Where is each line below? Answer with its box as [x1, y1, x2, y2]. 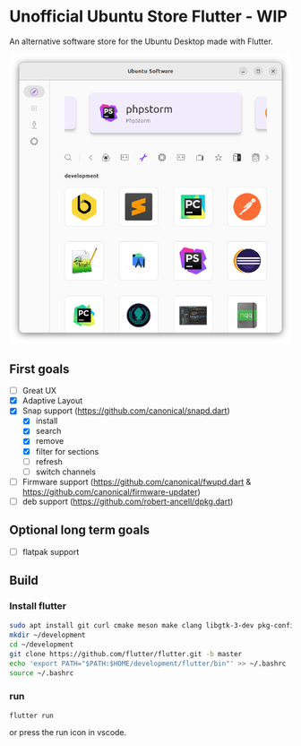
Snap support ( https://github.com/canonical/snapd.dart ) [21, 405, 230, 416]
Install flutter [9, 600, 67, 612]
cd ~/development [9, 640, 74, 649]
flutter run [9, 711, 54, 720]
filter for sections [35, 446, 99, 456]
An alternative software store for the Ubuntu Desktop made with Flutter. [9, 36, 273, 47]
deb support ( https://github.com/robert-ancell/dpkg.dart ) [21, 496, 234, 507]
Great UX [21, 386, 56, 396]
